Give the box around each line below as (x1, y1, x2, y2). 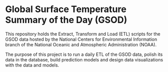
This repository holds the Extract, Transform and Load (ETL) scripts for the (5, 31, 160, 37)
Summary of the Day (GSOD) (5, 14, 128, 26)
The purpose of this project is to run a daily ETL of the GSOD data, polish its (5, 51, 163, 57)
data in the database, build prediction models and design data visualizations (5, 56, 163, 62)
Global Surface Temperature (5, 4, 127, 15)
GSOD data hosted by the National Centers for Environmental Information (5, 36, 157, 42)
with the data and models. (5, 62, 60, 68)
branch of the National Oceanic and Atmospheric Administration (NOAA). (5, 41, 157, 47)
